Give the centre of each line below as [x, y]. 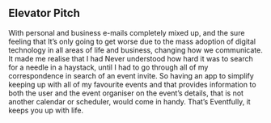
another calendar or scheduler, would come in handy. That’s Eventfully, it [129, 101]
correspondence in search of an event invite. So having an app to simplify [131, 75]
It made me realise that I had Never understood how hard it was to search [131, 58]
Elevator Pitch [44, 13]
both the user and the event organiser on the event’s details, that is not [126, 93]
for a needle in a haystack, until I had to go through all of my [108, 67]
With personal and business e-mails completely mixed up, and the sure [127, 32]
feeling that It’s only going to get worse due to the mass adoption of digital [132, 41]
